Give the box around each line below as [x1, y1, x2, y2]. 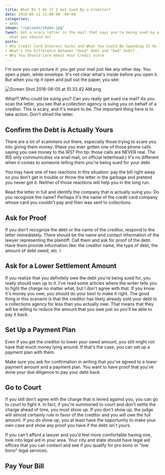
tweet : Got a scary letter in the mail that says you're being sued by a [5, 30, 160, 35]
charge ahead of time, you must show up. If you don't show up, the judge [5, 407, 154, 413]
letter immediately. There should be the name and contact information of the [5, 232, 160, 238]
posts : [5, 39, 19, 44]
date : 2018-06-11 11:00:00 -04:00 [5, 12, 76, 17]
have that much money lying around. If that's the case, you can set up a [5, 344, 150, 350]
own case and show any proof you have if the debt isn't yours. [5, 422, 132, 428]
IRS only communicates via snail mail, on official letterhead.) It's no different [5, 154, 159, 160]
